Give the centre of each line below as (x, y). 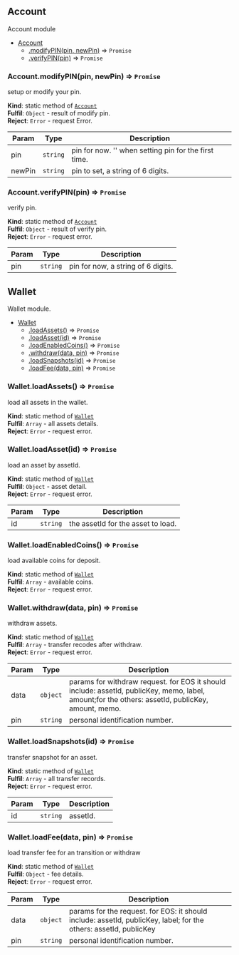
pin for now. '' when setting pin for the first (143, 150)
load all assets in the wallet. (48, 402)
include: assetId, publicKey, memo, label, (137, 691)
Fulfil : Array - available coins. (51, 582)
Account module (32, 29)
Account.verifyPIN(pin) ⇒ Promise (67, 192)
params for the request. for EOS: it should (138, 911)
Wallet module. (29, 309)
